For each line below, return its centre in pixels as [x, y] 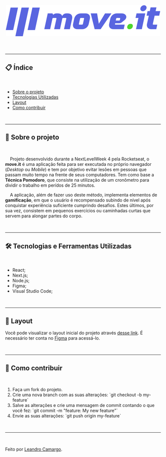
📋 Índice [19, 68]
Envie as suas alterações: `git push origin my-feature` [66, 416]
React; [19, 270]
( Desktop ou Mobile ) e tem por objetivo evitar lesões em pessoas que [76, 169]
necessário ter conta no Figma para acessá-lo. [53, 338]
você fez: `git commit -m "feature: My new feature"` [65, 410]
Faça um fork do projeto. [37, 389]
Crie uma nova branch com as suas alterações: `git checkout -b [77, 395]
